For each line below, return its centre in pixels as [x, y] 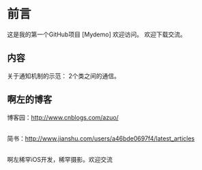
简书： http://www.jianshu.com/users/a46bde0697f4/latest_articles [101, 138]
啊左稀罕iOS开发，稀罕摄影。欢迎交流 [60, 160]
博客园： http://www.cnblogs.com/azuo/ [63, 117]
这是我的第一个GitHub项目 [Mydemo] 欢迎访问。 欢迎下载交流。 [97, 34]
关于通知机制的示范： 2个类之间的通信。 [64, 75]
